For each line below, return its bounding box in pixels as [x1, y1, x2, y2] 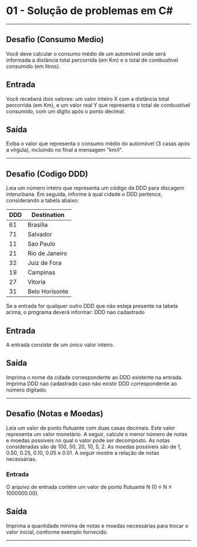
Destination [31, 211, 64, 219]
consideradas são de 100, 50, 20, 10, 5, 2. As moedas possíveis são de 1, [6, 443, 182, 450]
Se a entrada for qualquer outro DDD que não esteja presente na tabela [6, 303, 178, 310]
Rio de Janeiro [27, 249, 67, 257]
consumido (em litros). [6, 63, 60, 70]
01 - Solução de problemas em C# [6, 4, 173, 18]
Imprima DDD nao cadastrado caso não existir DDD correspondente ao [6, 380, 177, 387]
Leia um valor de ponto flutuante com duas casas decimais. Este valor [6, 424, 175, 432]
